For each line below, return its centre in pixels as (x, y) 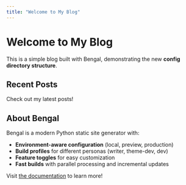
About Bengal (33, 118)
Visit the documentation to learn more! (55, 176)
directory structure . (32, 65)
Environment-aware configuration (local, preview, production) (94, 145)
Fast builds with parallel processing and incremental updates (92, 164)
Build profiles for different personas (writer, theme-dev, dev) (92, 151)
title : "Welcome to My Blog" (43, 12)
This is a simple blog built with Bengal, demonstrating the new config (93, 59)
